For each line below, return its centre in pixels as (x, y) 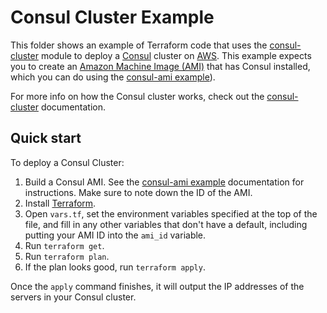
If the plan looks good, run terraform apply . (115, 267)
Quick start (46, 138)
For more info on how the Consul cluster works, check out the (137, 96)
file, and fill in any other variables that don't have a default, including (166, 224)
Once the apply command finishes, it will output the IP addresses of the (157, 286)
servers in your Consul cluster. (73, 297)
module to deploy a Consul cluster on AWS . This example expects (176, 55)
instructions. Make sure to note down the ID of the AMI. (138, 192)
